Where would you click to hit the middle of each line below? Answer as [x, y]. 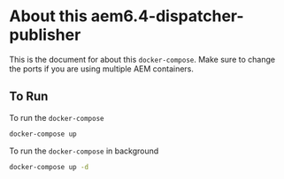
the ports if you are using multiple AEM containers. [102, 69]
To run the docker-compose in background [84, 151]
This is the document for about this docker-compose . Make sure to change [142, 59]
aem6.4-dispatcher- [168, 16]
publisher [45, 35]
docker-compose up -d [49, 167]
